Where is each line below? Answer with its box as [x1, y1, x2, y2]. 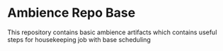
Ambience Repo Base [7, 5, 136, 21]
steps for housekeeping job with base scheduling [7, 35, 151, 43]
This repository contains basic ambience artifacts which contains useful [7, 28, 217, 36]
